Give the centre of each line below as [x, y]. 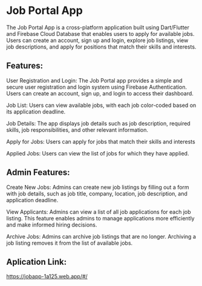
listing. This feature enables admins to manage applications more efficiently [100, 218]
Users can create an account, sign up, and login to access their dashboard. [100, 93]
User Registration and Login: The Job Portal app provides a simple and [94, 80]
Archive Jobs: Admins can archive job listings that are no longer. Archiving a [101, 236]
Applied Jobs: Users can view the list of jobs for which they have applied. [98, 153]
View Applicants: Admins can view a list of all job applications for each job [99, 212]
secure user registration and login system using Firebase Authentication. [97, 87]
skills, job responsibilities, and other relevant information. [77, 130]
